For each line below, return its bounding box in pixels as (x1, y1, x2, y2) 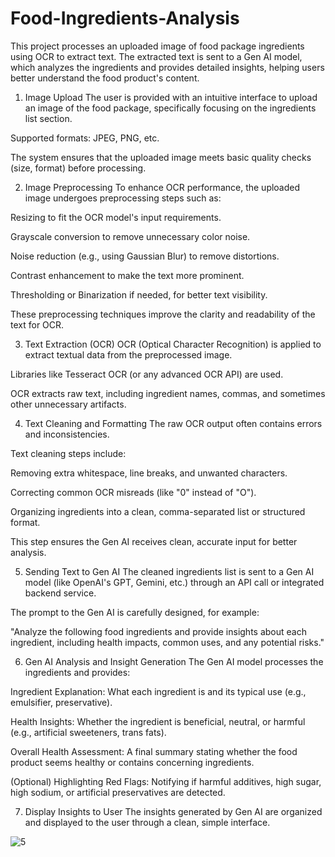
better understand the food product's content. (10, 72, 200, 84)
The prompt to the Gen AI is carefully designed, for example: (10, 606, 260, 618)
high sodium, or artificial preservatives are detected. (10, 786, 226, 798)
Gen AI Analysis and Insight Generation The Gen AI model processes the (24, 655, 324, 667)
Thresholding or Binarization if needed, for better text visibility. (10, 288, 268, 301)
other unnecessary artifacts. (10, 398, 127, 410)
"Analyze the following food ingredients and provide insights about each (10, 625, 307, 637)
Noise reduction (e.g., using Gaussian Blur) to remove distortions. (10, 250, 280, 262)
